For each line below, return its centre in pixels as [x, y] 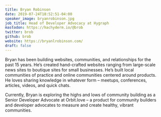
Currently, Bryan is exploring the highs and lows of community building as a [80, 95]
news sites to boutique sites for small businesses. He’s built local [69, 70]
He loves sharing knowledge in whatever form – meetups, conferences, [76, 80]
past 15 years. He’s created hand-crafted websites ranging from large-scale [80, 65]
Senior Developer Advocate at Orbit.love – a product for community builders [81, 100]
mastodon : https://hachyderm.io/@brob [44, 28]
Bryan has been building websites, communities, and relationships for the [78, 59]
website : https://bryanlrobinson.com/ [44, 41]
